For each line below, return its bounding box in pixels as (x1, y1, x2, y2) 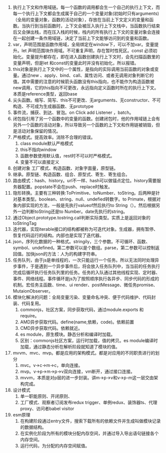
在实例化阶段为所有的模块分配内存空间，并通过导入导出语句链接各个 (20, 430, 159, 436)
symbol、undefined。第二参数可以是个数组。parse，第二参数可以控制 (12, 245, 155, 251)
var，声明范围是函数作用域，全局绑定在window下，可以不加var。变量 (12, 42, 155, 47)
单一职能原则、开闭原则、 (20, 393, 73, 399)
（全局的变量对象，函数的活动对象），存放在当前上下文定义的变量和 (12, 17, 150, 22)
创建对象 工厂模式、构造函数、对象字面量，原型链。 (12, 165, 118, 171)
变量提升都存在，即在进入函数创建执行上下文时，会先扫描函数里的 (26, 54, 160, 59)
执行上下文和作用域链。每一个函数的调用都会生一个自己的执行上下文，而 (12, 4, 160, 10)
